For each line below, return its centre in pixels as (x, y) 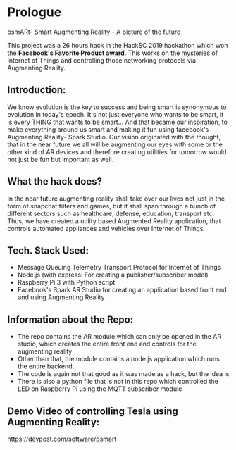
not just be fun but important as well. (61, 159)
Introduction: (37, 90)
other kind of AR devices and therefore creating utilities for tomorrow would (117, 151)
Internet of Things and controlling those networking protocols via (101, 60)
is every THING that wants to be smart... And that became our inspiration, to (117, 122)
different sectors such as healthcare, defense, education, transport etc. (111, 213)
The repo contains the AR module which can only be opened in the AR (119, 337)
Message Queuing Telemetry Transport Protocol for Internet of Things (119, 268)
